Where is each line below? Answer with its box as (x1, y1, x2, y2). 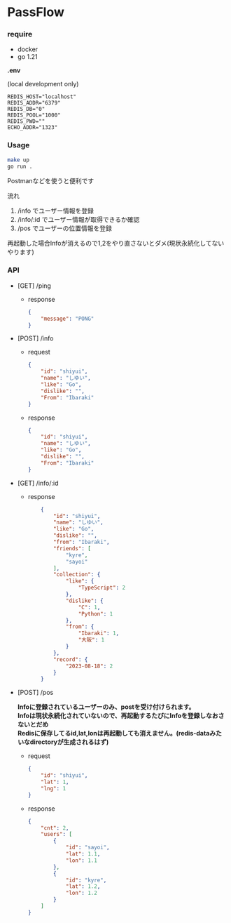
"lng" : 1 (41, 785, 66, 792)
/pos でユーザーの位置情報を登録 (17, 224, 112, 232)
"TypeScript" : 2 (78, 584, 126, 592)
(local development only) (7, 80, 79, 88)
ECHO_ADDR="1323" (7, 124, 58, 131)
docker (17, 45, 38, 53)
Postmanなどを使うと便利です (7, 176, 94, 185)
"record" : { (52, 656, 88, 663)
